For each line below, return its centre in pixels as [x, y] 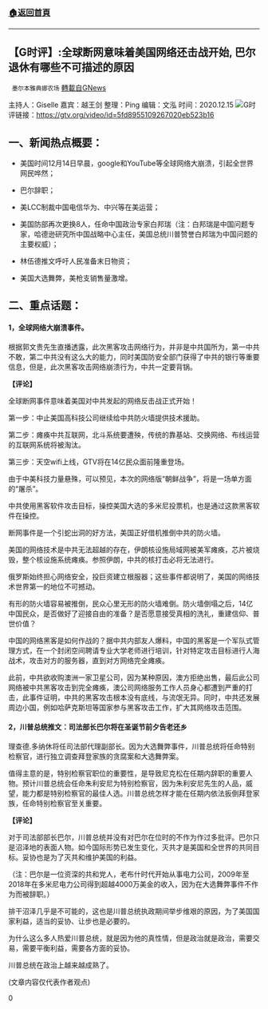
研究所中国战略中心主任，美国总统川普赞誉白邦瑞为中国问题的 [156, 234]
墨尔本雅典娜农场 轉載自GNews [59, 88]
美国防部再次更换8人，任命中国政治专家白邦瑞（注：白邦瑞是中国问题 [134, 224]
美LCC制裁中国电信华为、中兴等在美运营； [90, 207]
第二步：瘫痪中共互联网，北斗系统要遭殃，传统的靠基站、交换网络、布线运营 [134, 435]
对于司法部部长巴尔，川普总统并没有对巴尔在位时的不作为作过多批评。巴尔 [130, 837]
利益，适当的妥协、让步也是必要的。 [74, 921]
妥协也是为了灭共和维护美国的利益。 [81, 857]
